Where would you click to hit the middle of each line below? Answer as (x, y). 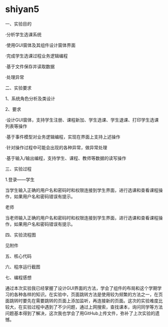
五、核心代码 (18, 256)
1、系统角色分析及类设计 (30, 98)
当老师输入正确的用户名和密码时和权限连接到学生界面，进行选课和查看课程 (82, 217)
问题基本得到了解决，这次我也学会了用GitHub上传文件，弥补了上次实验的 (80, 313)
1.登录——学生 (20, 179)
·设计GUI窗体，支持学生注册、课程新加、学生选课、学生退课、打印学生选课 (82, 120)
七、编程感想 (18, 277)
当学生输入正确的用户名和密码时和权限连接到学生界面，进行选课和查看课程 (82, 190)
